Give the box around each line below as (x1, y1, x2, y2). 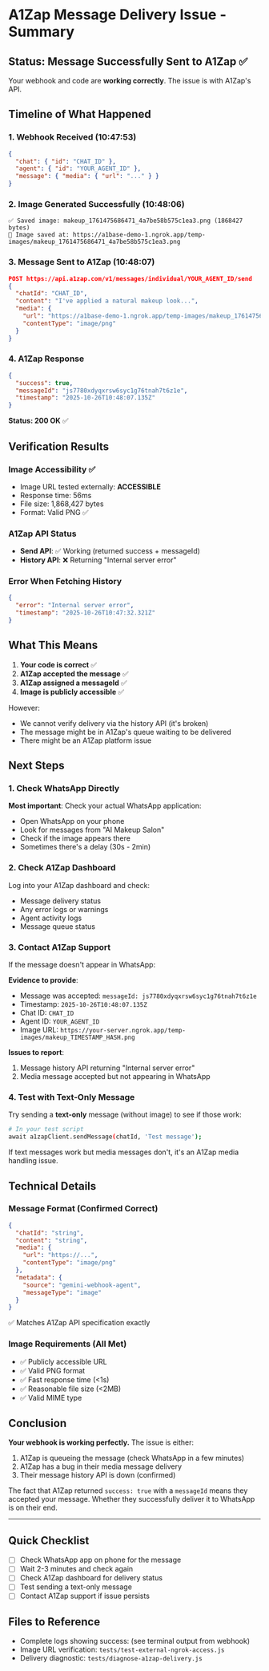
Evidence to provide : (8, 975, 78, 985)
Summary (8, 22, 74, 41)
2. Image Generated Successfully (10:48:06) (8, 198, 186, 209)
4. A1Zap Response (8, 353, 85, 364)
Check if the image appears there (19, 833, 130, 843)
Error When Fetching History (8, 576, 122, 587)
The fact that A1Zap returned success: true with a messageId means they (8, 1486, 248, 1495)
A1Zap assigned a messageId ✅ (19, 678, 127, 687)
